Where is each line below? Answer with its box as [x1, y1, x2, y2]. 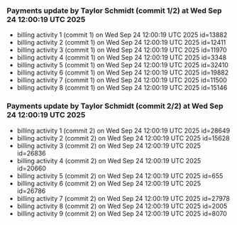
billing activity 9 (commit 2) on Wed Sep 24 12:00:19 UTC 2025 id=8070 [16, 209, 228, 218]
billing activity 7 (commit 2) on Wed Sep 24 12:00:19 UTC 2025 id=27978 [16, 194, 230, 202]
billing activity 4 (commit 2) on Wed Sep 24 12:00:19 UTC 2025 [16, 156, 202, 165]
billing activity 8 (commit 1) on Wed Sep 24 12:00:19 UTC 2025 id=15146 [16, 84, 228, 92]
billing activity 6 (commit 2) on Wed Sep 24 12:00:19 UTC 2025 [16, 179, 202, 187]
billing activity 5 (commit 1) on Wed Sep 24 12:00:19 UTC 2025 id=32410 [16, 61, 228, 70]
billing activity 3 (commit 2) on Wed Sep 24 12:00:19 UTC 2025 [16, 141, 202, 150]
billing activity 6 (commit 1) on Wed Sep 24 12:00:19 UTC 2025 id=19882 [16, 68, 229, 77]
